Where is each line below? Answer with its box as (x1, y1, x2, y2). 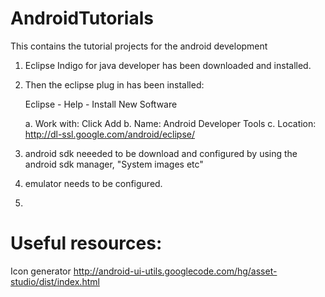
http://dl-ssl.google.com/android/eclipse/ (24, 128, 196, 140)
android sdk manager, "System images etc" (24, 158, 204, 170)
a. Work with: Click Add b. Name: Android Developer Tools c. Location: (24, 117, 317, 129)
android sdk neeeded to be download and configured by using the (24, 147, 298, 159)
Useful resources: (10, 232, 163, 255)
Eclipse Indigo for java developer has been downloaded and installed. (24, 59, 312, 71)
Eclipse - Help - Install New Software (24, 98, 178, 110)
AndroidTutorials (10, 7, 154, 30)
